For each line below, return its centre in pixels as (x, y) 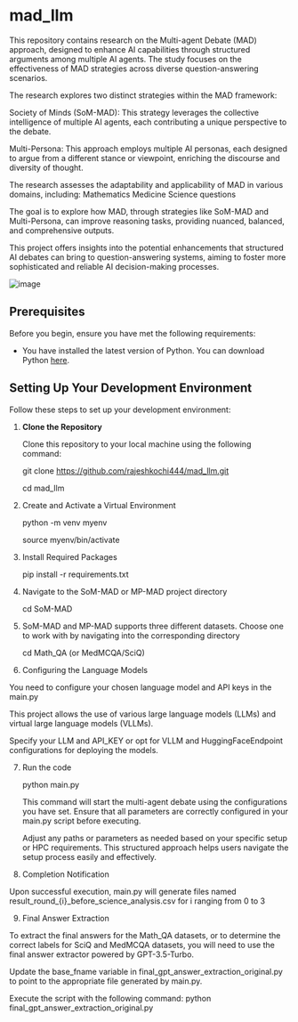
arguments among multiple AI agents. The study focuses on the (125, 59)
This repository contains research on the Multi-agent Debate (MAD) (133, 40)
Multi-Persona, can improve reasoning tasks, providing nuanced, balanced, (147, 221)
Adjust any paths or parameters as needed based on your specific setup (154, 838)
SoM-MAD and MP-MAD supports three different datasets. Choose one (153, 626)
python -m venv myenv (64, 523)
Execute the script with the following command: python (110, 998)
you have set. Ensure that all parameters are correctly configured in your (155, 811)
